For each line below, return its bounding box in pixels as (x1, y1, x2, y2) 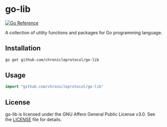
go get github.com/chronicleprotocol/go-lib (5, 57, 99, 62)
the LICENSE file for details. (5, 117, 62, 123)
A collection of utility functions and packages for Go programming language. (5, 29, 163, 35)
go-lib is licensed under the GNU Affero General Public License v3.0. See (5, 111, 156, 118)
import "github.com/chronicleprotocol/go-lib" (5, 84, 104, 89)
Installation (5, 44, 41, 53)
